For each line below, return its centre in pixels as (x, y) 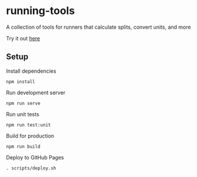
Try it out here (23, 38)
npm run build (23, 147)
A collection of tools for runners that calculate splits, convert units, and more (98, 27)
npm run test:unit (28, 125)
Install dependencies (31, 71)
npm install (21, 81)
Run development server (36, 93)
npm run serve (23, 103)
